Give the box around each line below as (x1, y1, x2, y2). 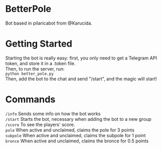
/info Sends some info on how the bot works (5, 111, 101, 117)
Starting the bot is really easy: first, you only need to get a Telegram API (5, 55, 157, 61)
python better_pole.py (5, 71, 54, 76)
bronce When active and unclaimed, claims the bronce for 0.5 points (5, 138, 149, 144)
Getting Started (5, 38, 73, 50)
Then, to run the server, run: (5, 66, 65, 72)
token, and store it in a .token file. (5, 60, 76, 67)
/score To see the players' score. (5, 121, 75, 127)
